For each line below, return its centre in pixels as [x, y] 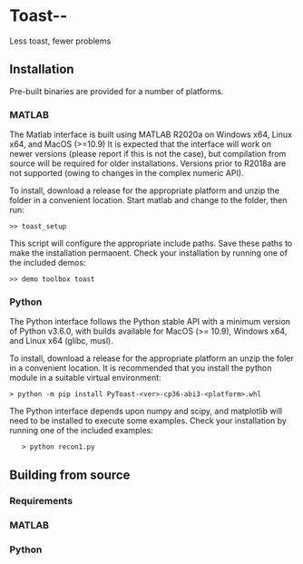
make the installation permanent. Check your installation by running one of [149, 253]
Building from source [70, 475]
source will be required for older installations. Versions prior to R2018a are [148, 163]
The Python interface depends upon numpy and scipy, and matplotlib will [146, 411]
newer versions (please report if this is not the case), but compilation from [148, 154]
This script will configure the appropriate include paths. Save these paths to [151, 243]
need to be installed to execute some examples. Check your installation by [148, 421]
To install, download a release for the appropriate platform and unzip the [144, 190]
